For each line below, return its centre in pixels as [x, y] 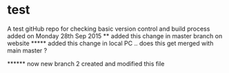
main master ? [27, 50]
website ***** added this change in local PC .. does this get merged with [110, 43]
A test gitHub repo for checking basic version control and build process [109, 29]
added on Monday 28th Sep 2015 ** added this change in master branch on [115, 35]
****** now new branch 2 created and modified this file [86, 63]
